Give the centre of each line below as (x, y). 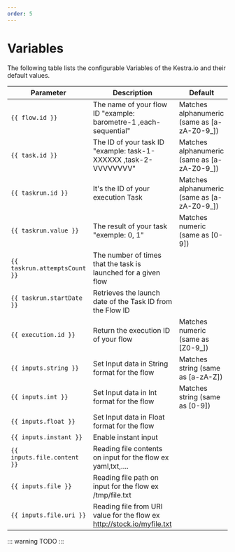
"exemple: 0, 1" (119, 235)
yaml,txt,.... (111, 466)
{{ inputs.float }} (43, 421)
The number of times (127, 255)
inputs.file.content (45, 457)
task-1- (142, 151)
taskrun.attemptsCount (48, 268)
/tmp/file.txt (112, 495)
